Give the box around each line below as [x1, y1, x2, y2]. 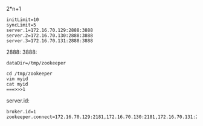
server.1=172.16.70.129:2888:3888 [6, 27, 94, 33]
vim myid [6, 76, 28, 82]
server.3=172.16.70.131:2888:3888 [6, 38, 94, 44]
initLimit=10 [6, 17, 39, 23]
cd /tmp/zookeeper [6, 71, 53, 77]
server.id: [6, 97, 30, 104]
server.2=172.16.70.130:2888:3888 [6, 33, 94, 39]
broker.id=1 [6, 109, 36, 115]
